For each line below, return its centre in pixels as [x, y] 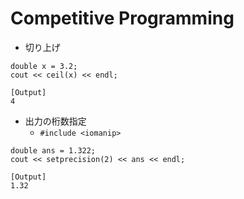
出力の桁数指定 [55, 121]
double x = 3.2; [44, 66]
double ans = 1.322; [53, 150]
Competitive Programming [122, 18]
